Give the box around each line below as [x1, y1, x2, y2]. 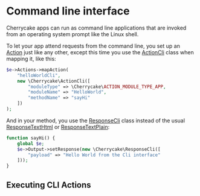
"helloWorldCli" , [17, 72, 61, 78]
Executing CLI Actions [6, 180, 92, 190]
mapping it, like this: [6, 55, 56, 62]
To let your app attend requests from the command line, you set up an [6, 42, 180, 49]
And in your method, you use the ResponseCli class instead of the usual [6, 116, 185, 124]
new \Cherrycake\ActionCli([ [17, 78, 91, 84]
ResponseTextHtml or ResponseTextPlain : [6, 123, 110, 130]
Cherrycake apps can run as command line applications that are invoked [6, 24, 187, 31]
